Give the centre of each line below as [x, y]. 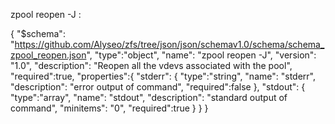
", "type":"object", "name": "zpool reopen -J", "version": [201, 55]
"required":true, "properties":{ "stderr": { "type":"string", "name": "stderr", [163, 76]
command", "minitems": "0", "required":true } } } [109, 108]
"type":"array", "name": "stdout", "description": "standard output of [149, 97]
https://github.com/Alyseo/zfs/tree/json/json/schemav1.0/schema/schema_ [169, 44]
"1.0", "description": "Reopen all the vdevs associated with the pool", [151, 65]
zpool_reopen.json [48, 55]
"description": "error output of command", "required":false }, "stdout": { [158, 87]
